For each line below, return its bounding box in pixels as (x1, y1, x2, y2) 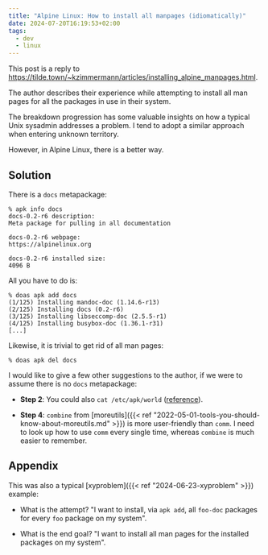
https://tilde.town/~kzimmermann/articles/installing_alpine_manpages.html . (8, 72, 258, 82)
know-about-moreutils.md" (19, 418, 110, 428)
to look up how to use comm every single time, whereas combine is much (19, 427, 255, 437)
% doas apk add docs (8, 291, 78, 299)
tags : (8, 27, 27, 35)
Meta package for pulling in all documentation (8, 219, 171, 227)
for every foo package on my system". (19, 513, 147, 523)
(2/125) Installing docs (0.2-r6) (8, 305, 125, 313)
